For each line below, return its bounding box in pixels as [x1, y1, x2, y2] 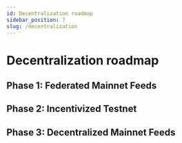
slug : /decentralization [6, 23, 78, 30]
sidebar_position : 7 [6, 16, 66, 23]
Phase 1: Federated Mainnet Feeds [6, 80, 157, 91]
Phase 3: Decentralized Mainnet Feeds [6, 126, 176, 138]
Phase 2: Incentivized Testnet [6, 103, 137, 115]
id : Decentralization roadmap [6, 10, 94, 17]
